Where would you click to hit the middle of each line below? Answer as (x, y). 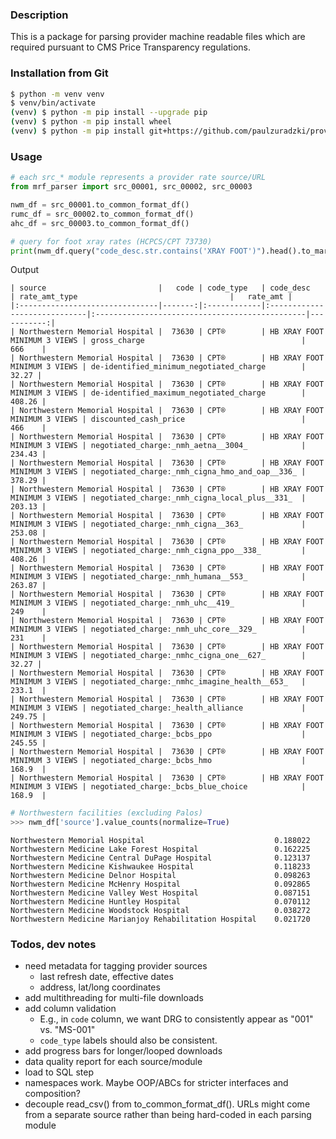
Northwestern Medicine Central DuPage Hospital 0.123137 (160, 858)
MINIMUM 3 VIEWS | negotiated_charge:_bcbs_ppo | (158, 734)
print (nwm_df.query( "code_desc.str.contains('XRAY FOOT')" (136, 251)
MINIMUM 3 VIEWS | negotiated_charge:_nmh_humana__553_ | (158, 577)
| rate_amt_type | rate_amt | (151, 297)
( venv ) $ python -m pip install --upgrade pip (109, 113)
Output (24, 270)
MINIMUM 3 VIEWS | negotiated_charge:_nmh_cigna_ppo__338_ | (158, 551)
